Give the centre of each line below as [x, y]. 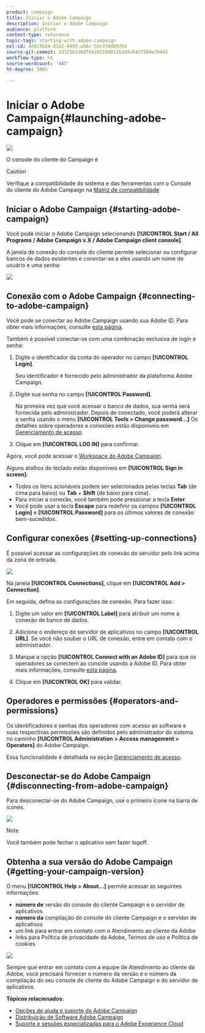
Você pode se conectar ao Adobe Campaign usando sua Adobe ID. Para [97, 320]
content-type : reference [38, 35]
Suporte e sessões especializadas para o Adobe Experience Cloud [99, 1024]
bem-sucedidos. [36, 519]
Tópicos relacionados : [35, 999]
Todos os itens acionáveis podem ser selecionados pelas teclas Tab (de [106, 486]
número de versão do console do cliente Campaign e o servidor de [100, 905]
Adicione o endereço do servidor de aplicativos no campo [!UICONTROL [107, 632]
